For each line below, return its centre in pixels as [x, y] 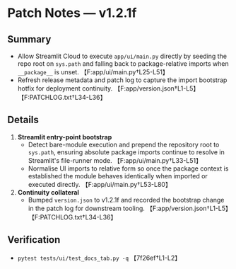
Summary [29, 39]
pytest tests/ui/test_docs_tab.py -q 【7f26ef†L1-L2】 [99, 258]
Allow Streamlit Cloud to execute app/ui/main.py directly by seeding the [122, 56]
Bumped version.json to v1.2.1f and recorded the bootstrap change [126, 200]
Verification [34, 240]
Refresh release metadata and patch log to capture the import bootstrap [122, 80]
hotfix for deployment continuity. [65, 88]
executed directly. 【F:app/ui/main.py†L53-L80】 [100, 184]
